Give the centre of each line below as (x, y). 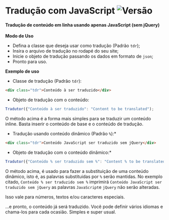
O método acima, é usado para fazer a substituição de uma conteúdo (77, 171)
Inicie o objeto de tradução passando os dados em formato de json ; (83, 56)
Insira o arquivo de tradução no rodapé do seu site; (66, 51)
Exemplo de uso (22, 71)
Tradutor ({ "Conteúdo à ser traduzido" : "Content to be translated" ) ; (80, 109)
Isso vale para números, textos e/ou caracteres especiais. (65, 197)
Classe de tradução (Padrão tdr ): (47, 81)
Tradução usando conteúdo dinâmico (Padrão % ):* (64, 134)
